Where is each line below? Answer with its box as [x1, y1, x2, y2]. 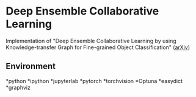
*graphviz [5, 84, 31, 91]
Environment [5, 61, 56, 72]
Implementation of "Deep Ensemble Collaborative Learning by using [5, 37, 176, 44]
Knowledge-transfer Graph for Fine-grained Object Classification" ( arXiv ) [5, 44, 191, 51]
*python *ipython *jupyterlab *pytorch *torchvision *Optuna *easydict [5, 77, 183, 84]
